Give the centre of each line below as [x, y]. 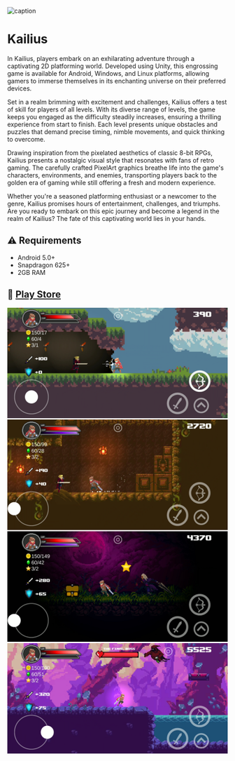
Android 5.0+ [36, 257]
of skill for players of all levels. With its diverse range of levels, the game [111, 109]
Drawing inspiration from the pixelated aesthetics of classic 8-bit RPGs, [110, 153]
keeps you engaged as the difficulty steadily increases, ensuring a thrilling [114, 116]
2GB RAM [31, 272]
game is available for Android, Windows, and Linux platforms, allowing [108, 73]
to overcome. [26, 139]
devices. [20, 88]
